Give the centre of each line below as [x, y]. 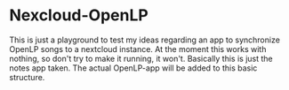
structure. [27, 77]
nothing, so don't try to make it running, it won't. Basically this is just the [141, 58]
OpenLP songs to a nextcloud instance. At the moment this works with [138, 49]
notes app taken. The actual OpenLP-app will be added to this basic [133, 68]
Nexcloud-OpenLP [79, 15]
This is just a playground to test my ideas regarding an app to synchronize [144, 40]
